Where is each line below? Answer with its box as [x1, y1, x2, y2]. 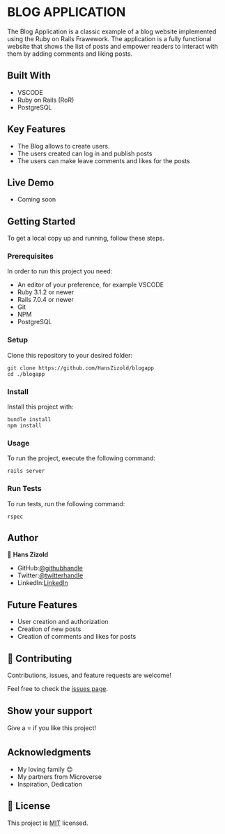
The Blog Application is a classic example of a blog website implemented [7, 27, 217, 36]
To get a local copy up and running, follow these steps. [7, 234, 165, 243]
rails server [7, 468, 45, 475]
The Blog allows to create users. [17, 142, 110, 150]
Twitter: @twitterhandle [17, 571, 84, 579]
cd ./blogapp [7, 370, 45, 377]
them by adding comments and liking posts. [7, 50, 133, 58]
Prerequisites [7, 252, 54, 261]
